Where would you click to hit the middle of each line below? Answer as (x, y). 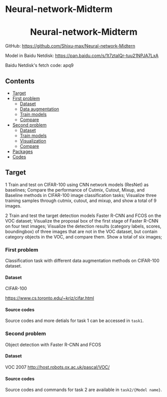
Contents (20, 81)
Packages (23, 151)
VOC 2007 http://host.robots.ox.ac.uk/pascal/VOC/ (58, 367)
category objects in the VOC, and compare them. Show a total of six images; (84, 236)
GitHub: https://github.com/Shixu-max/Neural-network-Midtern (70, 46)
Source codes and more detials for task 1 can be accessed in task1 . (75, 320)
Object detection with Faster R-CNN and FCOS (53, 344)
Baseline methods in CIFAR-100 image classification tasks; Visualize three (81, 195)
